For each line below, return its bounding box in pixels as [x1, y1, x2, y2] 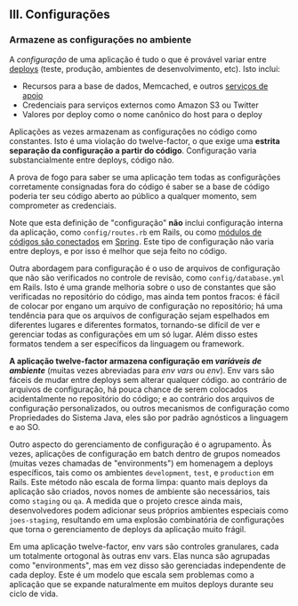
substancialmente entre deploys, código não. [9, 155, 175, 165]
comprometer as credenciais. [9, 200, 117, 211]
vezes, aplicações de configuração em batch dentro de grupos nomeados [9, 448, 281, 458]
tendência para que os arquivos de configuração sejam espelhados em [9, 310, 270, 321]
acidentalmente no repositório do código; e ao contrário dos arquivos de [9, 393, 275, 403]
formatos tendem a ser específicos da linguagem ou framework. [9, 338, 245, 349]
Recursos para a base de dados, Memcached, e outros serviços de [21, 80, 269, 92]
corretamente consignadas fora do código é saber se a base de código [9, 181, 270, 192]
